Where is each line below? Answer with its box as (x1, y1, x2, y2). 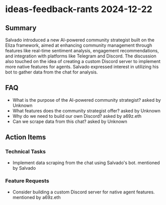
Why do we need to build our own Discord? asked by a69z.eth (12, 113, 142, 119)
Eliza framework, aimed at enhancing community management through (5, 42, 152, 48)
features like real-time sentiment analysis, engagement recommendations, (5, 48, 159, 53)
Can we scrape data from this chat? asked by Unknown (12, 118, 127, 124)
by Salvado (12, 165, 36, 171)
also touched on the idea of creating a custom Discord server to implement (5, 58, 161, 64)
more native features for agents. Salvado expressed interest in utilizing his (5, 64, 159, 70)
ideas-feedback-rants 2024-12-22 (5, 4, 152, 15)
